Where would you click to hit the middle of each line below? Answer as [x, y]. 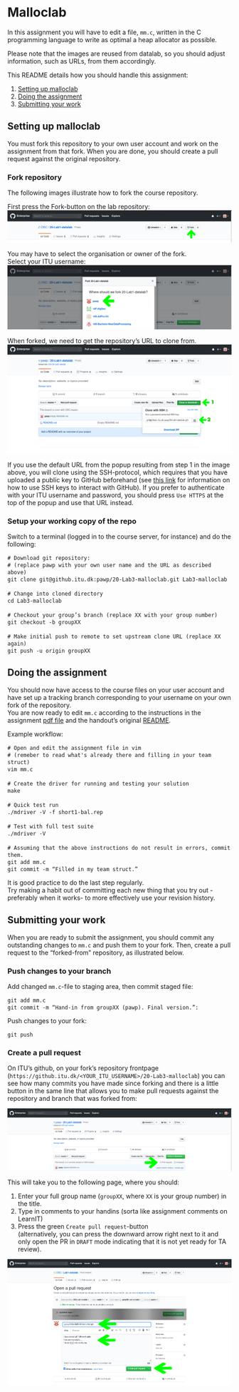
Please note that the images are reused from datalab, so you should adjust [116, 54]
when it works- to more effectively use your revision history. [127, 898]
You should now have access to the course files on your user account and [116, 690]
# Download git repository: [49, 558]
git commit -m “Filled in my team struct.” [73, 869]
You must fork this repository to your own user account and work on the [113, 143]
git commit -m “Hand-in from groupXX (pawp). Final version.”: [103, 1007]
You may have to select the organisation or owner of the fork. [97, 254]
